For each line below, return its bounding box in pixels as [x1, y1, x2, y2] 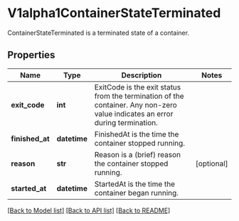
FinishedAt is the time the [94, 129, 179, 139]
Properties [7, 49, 55, 61]
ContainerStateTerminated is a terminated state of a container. [7, 28, 190, 37]
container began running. [94, 188, 179, 198]
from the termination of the [94, 91, 184, 101]
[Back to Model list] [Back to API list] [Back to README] [7, 206, 171, 215]
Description [121, 70, 162, 80]
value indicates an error [94, 109, 174, 119]
